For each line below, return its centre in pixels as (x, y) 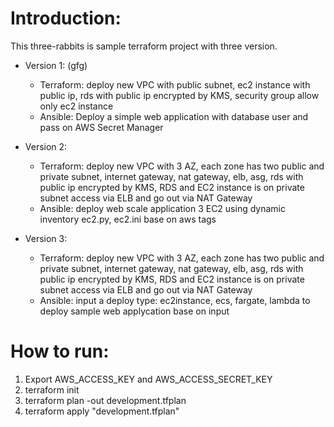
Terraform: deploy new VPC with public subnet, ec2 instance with (175, 84)
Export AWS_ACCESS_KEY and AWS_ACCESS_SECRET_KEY (148, 379)
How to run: (60, 351)
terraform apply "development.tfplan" (102, 411)
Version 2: (46, 146)
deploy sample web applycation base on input (134, 311)
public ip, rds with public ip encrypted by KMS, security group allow (179, 95)
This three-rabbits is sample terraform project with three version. (144, 46)
